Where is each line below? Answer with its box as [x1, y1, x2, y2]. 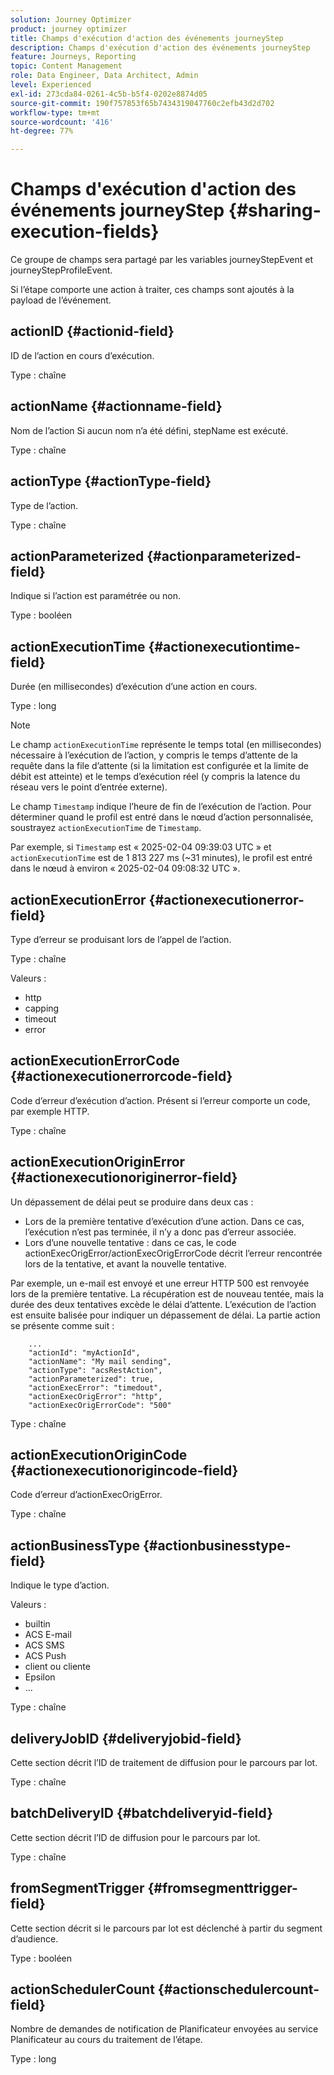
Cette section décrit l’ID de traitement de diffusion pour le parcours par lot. [10, 1757, 318, 1768]
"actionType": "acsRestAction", [28, 1365, 163, 1375]
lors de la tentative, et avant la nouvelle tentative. [24, 1257, 227, 1270]
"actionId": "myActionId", [28, 1347, 141, 1358]
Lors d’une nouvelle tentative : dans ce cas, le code [24, 1236, 237, 1248]
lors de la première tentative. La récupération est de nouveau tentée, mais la [10, 1287, 325, 1300]
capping [24, 1002, 60, 1014]
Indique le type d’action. [10, 1579, 110, 1591]
